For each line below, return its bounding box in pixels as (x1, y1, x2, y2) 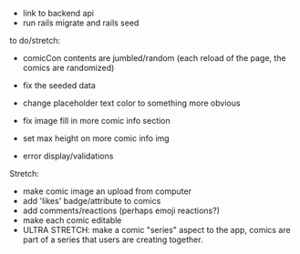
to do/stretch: (9, 36, 61, 46)
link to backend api (22, 8, 94, 18)
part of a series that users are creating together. (22, 234, 203, 245)
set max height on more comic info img (22, 133, 171, 144)
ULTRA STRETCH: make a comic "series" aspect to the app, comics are (22, 225, 291, 235)
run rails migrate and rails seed (22, 17, 140, 28)
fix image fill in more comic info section (22, 116, 171, 126)
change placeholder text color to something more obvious (22, 97, 241, 108)
